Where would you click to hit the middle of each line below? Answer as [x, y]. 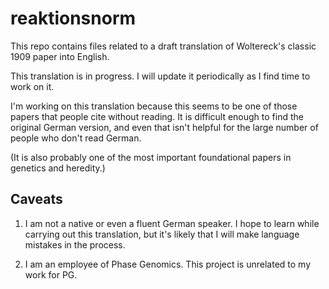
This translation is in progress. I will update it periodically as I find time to [160, 76]
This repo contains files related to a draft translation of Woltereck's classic [163, 46]
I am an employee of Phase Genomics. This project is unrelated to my [168, 264]
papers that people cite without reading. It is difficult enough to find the [157, 116]
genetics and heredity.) [58, 168]
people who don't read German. [76, 138]
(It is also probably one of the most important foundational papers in [151, 157]
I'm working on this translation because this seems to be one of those [154, 106]
